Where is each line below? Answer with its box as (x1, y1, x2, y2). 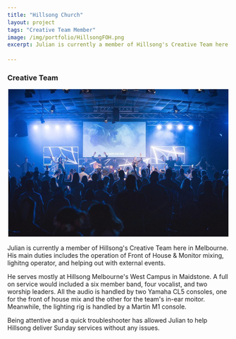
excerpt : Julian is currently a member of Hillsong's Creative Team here (7, 41, 229, 49)
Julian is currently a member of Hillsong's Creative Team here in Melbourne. (7, 244, 229, 252)
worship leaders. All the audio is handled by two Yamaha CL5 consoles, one (7, 287, 228, 296)
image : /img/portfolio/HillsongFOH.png (7, 34, 125, 41)
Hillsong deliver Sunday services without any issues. (7, 323, 160, 332)
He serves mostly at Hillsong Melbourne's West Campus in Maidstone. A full (7, 272, 228, 280)
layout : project (7, 18, 55, 26)
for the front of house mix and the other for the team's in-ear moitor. (7, 295, 206, 303)
